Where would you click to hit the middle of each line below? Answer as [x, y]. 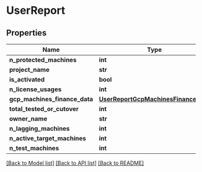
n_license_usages [35, 89]
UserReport [36, 11]
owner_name [28, 119]
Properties [26, 33]
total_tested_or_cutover [44, 109]
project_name [29, 70]
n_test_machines [34, 148]
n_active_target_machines [47, 138]
